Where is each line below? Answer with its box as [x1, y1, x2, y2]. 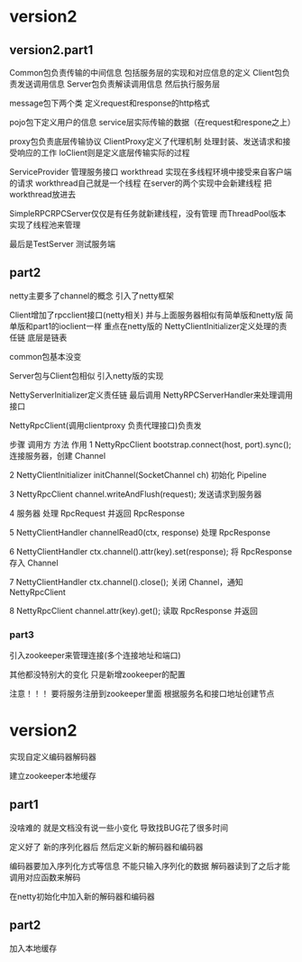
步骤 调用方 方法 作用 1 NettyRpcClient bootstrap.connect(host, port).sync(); [9, 439, 292, 450]
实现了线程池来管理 [9, 219, 81, 230]
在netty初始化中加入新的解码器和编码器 [9, 891, 155, 902]
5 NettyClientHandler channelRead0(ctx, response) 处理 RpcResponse [9, 527, 270, 537]
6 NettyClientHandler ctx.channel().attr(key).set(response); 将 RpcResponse [9, 545, 293, 556]
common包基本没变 [9, 351, 82, 362]
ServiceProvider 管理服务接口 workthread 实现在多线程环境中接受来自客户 [9, 167, 284, 177]
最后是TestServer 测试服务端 [9, 239, 115, 249]
